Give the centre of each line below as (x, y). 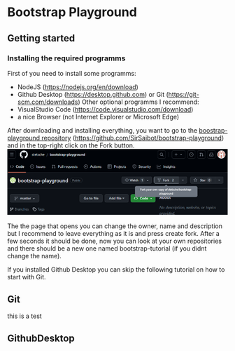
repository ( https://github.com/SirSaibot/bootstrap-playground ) (133, 138)
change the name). (34, 256)
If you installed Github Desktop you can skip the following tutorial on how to (116, 270)
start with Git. (27, 277)
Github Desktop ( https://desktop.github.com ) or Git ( (93, 94)
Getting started (41, 38)
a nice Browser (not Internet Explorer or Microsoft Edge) (98, 117)
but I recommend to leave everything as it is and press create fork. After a (114, 234)
